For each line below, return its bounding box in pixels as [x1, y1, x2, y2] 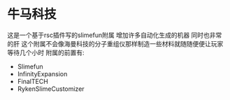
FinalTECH [17, 77, 49, 85]
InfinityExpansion [17, 69, 68, 78]
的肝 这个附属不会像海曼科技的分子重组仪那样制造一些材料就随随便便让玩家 [7, 39, 224, 48]
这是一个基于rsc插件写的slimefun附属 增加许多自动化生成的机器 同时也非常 [7, 31, 222, 39]
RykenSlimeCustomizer [17, 85, 85, 93]
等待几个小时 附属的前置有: [7, 48, 85, 57]
